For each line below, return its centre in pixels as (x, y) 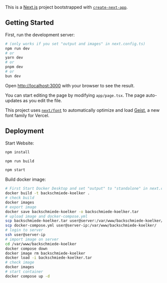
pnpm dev (14, 67)
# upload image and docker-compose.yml (46, 216)
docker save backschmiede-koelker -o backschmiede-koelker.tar (72, 212)
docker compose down (27, 248)
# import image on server (32, 239)
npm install (17, 152)
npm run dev (17, 48)
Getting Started (30, 23)
